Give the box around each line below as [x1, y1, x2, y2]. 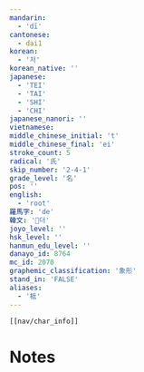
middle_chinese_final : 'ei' [9, 140, 116, 149]
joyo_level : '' [9, 224, 67, 233]
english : [9, 191, 43, 200]
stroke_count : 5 [9, 148, 71, 157]
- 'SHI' [17, 97, 47, 107]
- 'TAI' [17, 89, 47, 98]
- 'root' [17, 199, 51, 209]
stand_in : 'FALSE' [9, 275, 79, 284]
